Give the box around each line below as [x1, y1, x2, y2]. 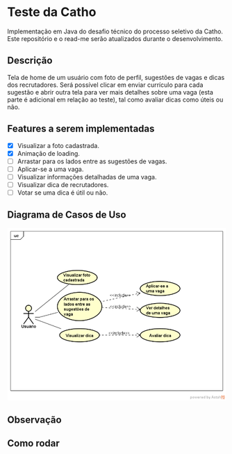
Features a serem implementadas [7, 123, 155, 135]
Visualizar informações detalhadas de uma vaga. [17, 172, 157, 181]
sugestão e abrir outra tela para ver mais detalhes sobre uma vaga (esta [7, 88, 214, 96]
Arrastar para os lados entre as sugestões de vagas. [17, 157, 167, 165]
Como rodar [7, 437, 60, 449]
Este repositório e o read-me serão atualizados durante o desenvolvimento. [7, 34, 224, 42]
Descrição [7, 55, 53, 67]
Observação [7, 414, 62, 426]
